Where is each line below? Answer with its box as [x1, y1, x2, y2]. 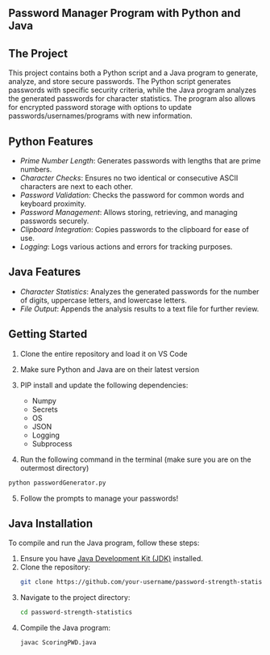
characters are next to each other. [19, 182, 133, 192]
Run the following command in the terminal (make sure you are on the [19, 454, 251, 464]
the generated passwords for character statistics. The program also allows [8, 94, 256, 104]
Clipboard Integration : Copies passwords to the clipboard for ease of [19, 225, 250, 235]
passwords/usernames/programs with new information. [8, 111, 193, 120]
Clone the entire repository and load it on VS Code [19, 349, 188, 358]
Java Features [8, 265, 81, 279]
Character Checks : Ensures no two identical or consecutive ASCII [19, 173, 239, 183]
